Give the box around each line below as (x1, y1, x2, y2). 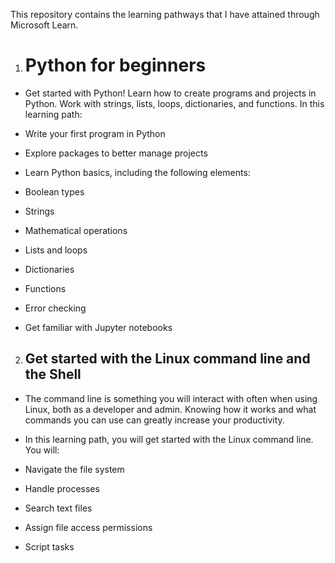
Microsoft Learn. (10, 19, 79, 31)
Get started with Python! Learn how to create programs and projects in (24, 87, 317, 99)
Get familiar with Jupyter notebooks (24, 321, 173, 333)
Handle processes (24, 482, 100, 494)
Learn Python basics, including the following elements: (24, 166, 251, 178)
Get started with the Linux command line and (24, 350, 311, 368)
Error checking (24, 302, 87, 314)
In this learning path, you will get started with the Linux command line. (24, 433, 314, 445)
